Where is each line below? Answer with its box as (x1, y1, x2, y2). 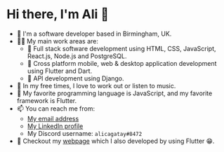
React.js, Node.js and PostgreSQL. (27, 52, 127, 60)
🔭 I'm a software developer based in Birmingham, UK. (16, 29, 172, 38)
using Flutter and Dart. (27, 67, 93, 75)
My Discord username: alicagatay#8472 (27, 129, 143, 137)
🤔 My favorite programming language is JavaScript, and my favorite (16, 89, 213, 97)
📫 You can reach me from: (16, 104, 95, 113)
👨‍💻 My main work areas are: (16, 36, 99, 45)
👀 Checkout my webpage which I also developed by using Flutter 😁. (16, 137, 215, 145)
